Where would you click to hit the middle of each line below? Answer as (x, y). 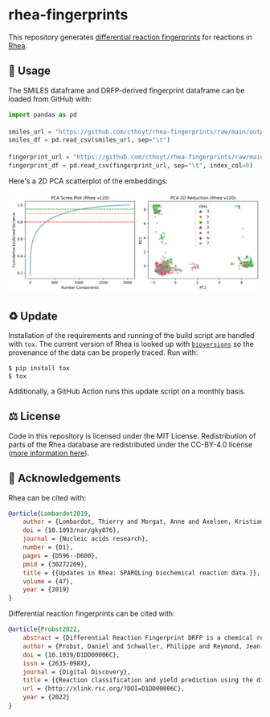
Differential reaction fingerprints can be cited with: (92, 614)
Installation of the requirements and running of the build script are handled (131, 335)
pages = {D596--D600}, (61, 556)
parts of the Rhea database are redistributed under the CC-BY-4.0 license (131, 444)
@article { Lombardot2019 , (50, 513)
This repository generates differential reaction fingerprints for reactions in (130, 37)
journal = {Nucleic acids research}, (86, 539)
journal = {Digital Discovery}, (77, 672)
